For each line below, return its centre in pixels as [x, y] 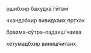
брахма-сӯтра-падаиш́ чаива [44, 32]
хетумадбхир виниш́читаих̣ [41, 44]
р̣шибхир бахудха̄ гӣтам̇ [37, 9]
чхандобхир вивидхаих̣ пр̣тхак [46, 20]
